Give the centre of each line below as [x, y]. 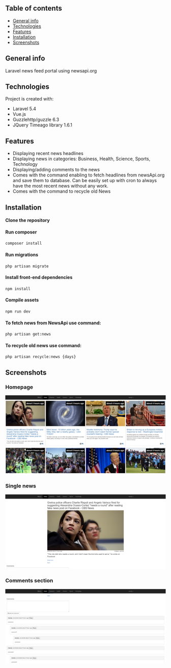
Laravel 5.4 [24, 109]
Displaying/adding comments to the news [56, 170]
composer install [24, 243]
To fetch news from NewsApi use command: [53, 323]
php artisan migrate [27, 266]
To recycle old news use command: [44, 345]
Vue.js [19, 114]
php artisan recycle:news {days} [41, 357]
